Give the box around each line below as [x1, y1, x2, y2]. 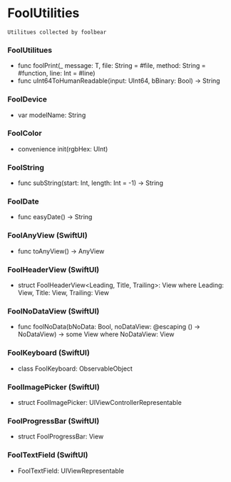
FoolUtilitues [7, 45, 52, 55]
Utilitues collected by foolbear [7, 29, 107, 36]
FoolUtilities [7, 5, 80, 21]
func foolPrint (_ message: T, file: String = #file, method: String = [17, 61, 206, 70]
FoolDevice [7, 94, 48, 104]
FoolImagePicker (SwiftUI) [7, 382, 100, 392]
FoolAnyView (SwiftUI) [7, 231, 88, 241]
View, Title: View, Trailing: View [17, 288, 109, 297]
